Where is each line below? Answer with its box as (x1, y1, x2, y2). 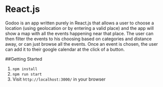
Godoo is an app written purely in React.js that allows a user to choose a (5, 20, 154, 26)
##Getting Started (5, 56, 42, 62)
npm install (12, 66, 37, 72)
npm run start (12, 72, 42, 77)
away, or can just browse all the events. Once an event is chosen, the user (5, 41, 158, 47)
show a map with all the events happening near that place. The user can (5, 30, 153, 36)
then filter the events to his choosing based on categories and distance (5, 36, 152, 42)
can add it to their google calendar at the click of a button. (5, 46, 125, 52)
